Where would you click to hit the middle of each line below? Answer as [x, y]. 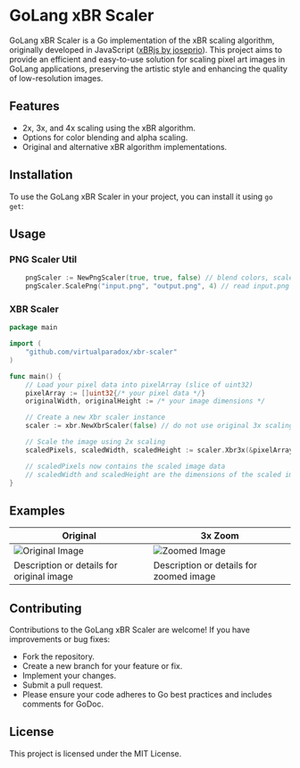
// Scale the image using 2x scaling [96, 442]
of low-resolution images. [56, 78]
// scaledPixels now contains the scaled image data [125, 466]
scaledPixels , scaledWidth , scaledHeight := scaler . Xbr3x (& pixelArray [159, 450]
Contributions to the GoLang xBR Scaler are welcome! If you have [130, 630]
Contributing [46, 608]
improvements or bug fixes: [60, 639]
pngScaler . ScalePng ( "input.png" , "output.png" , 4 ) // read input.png [158, 287]
